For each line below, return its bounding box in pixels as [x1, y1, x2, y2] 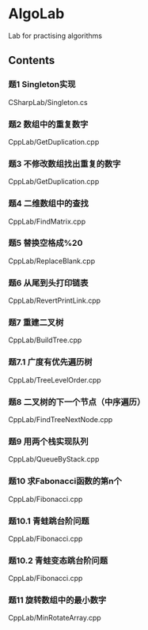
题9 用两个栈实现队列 [8, 436, 89, 447]
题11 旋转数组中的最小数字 [8, 594, 107, 605]
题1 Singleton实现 [8, 79, 76, 90]
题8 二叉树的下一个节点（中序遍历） [8, 396, 146, 407]
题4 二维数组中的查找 [8, 198, 89, 209]
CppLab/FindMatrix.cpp [8, 217, 85, 226]
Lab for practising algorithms [8, 31, 103, 40]
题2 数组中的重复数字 [8, 119, 89, 130]
